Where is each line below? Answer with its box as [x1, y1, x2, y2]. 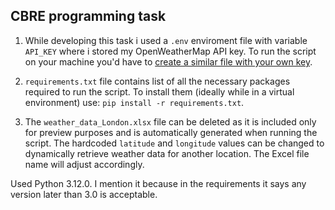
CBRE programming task [10, 8, 167, 25]
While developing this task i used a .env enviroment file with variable [24, 34, 308, 46]
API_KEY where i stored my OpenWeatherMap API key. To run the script [24, 45, 317, 57]
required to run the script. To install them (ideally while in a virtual [24, 85, 295, 98]
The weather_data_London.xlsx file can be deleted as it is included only [24, 115, 317, 128]
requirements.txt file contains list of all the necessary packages [24, 75, 291, 87]
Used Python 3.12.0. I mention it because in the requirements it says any [10, 177, 307, 189]
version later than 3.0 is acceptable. [10, 188, 158, 200]
